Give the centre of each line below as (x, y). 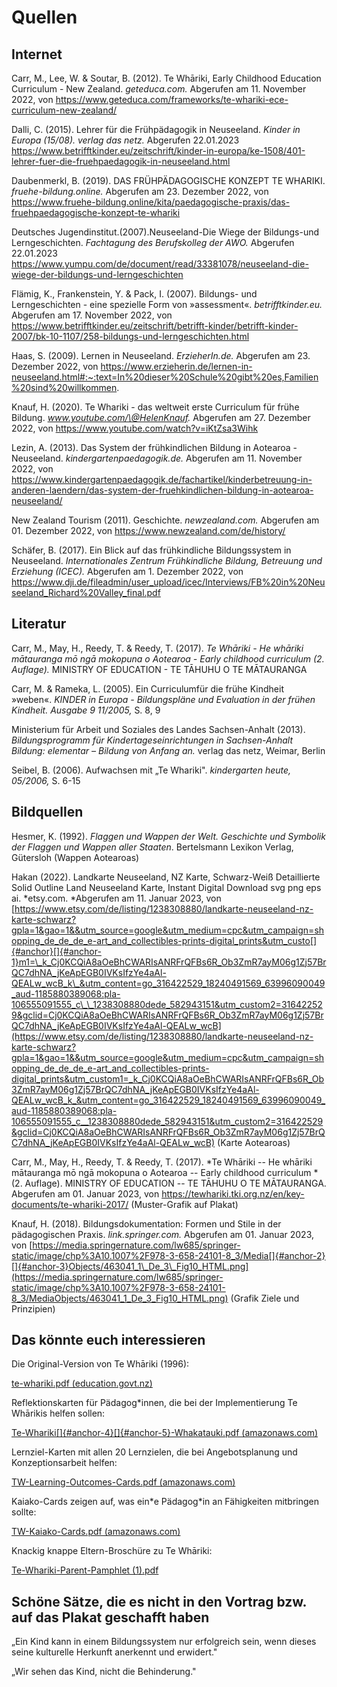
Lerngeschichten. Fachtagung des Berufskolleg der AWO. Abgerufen (153, 242)
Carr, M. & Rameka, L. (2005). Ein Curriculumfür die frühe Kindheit (147, 688)
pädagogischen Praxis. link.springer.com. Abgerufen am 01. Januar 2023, (162, 1234)
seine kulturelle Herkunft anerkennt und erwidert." (114, 1652)
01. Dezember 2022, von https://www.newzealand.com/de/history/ (148, 530)
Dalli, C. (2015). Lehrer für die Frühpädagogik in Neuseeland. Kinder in (156, 129)
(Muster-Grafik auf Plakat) (184, 1204)
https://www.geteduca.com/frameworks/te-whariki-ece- (172, 99)
